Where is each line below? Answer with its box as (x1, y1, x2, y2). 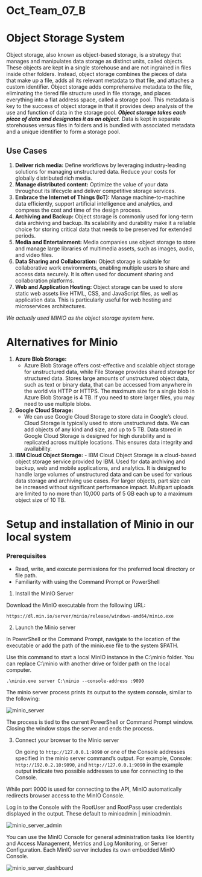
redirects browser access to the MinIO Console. (6, 792, 125, 799)
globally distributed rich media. (14, 174, 92, 182)
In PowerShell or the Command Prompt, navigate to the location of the (6, 636, 180, 643)
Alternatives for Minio (6, 335, 118, 349)
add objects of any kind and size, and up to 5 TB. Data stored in (24, 426, 182, 433)
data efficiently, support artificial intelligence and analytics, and (14, 200, 173, 207)
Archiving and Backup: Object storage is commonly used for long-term (14, 212, 194, 220)
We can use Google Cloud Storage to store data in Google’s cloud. (24, 413, 189, 420)
